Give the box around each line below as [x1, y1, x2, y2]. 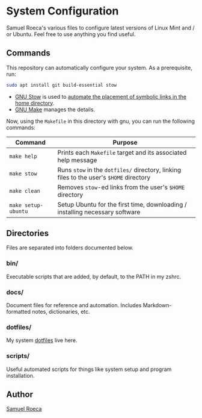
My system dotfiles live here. [6, 337, 78, 344]
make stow [9, 170, 37, 177]
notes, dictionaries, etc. [32, 308, 90, 316]
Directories [6, 228, 49, 239]
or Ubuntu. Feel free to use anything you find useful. [6, 30, 136, 37]
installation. [6, 372, 35, 379]
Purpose [112, 138, 138, 146]
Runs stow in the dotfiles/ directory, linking [57, 166, 182, 174]
